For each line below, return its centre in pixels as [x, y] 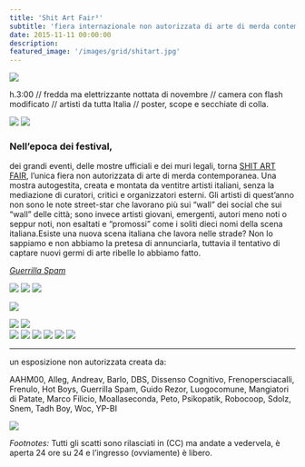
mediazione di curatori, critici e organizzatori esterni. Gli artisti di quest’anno [152, 195]
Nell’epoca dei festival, [61, 146]
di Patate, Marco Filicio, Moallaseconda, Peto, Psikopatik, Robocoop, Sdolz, [151, 399]
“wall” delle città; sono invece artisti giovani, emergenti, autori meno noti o [148, 214]
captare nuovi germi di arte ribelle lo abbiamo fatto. [105, 253]
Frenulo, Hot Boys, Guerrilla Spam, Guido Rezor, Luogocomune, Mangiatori [149, 389]
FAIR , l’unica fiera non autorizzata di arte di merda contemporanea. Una [143, 176]
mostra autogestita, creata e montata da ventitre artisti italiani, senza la [142, 185]
